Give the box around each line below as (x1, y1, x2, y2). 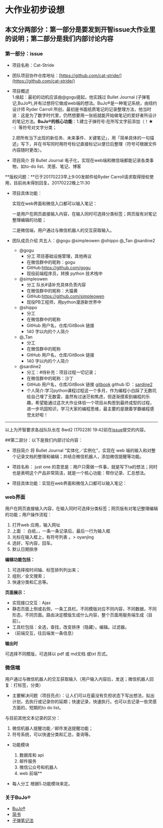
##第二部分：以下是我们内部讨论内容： (5, 437, 83, 443)
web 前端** (19, 771, 42, 776)
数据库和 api (19, 752, 44, 758)
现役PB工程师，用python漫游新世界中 (26, 299, 102, 305)
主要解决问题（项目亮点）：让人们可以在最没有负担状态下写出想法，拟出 (12, 693, 155, 699)
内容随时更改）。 (12, 147, 45, 153)
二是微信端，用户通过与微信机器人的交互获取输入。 (12, 227, 114, 233)
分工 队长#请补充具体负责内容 (26, 282, 86, 288)
